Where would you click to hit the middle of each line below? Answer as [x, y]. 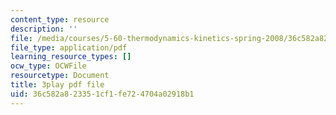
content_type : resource [60, 19]
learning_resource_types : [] [71, 57]
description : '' [44, 29]
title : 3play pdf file [57, 85]
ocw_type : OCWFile [48, 66]
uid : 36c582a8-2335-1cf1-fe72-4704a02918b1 [102, 94]
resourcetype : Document [60, 76]
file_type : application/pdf [69, 47]
